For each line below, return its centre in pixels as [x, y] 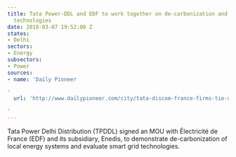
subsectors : [25, 60]
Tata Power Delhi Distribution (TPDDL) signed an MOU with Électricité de [112, 131]
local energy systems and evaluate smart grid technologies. [94, 146]
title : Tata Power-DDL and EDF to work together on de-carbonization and [118, 14]
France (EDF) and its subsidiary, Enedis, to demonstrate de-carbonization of [117, 139]
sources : [20, 73]
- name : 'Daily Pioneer [42, 79]
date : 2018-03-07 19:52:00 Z [50, 27]
